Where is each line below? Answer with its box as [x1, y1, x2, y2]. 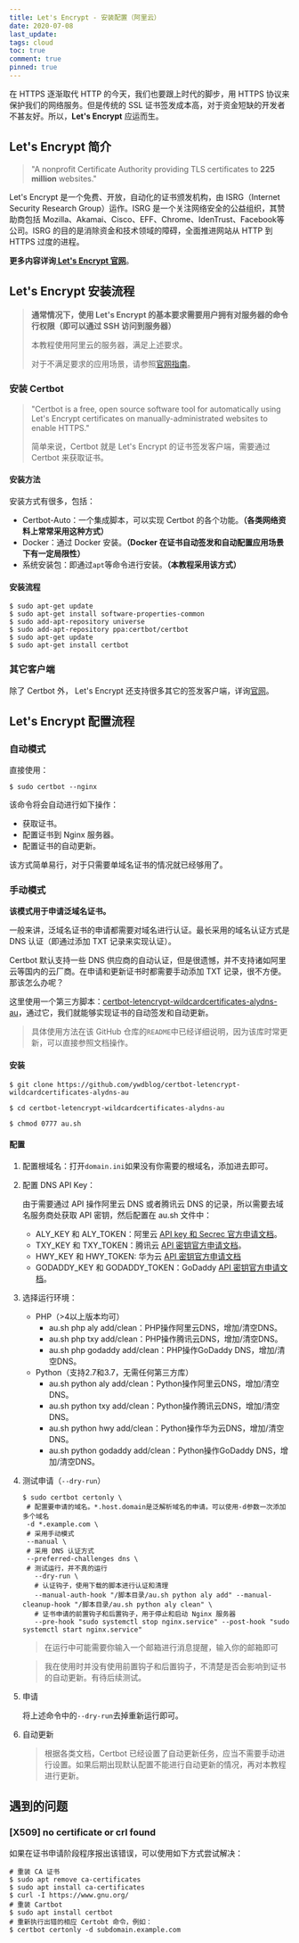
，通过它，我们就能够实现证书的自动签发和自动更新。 [18, 1008, 214, 1018]
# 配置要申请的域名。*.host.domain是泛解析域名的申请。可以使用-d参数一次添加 [26, 1502, 287, 1511]
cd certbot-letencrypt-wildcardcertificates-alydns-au [17, 1103, 225, 1112]
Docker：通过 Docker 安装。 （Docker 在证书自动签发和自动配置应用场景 [21, 537, 285, 547]
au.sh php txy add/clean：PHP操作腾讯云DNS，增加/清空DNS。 [48, 1333, 283, 1344]
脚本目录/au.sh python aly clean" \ [82, 1599, 213, 1609]
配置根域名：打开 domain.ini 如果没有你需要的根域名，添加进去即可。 [21, 1160, 273, 1171]
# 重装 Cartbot [9, 1900, 63, 1909]
